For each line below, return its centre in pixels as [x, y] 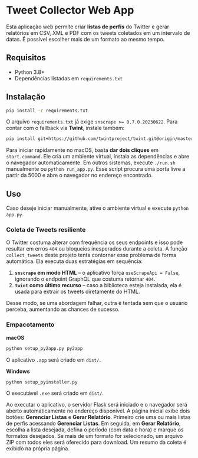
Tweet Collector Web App [70, 10]
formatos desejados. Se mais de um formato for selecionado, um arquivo [95, 436]
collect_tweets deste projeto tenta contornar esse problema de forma [91, 255]
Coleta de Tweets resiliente [46, 230]
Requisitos [26, 58]
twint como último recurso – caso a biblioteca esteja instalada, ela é [98, 285]
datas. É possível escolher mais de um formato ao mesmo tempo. [85, 39]
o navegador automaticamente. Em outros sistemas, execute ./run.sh [91, 163]
